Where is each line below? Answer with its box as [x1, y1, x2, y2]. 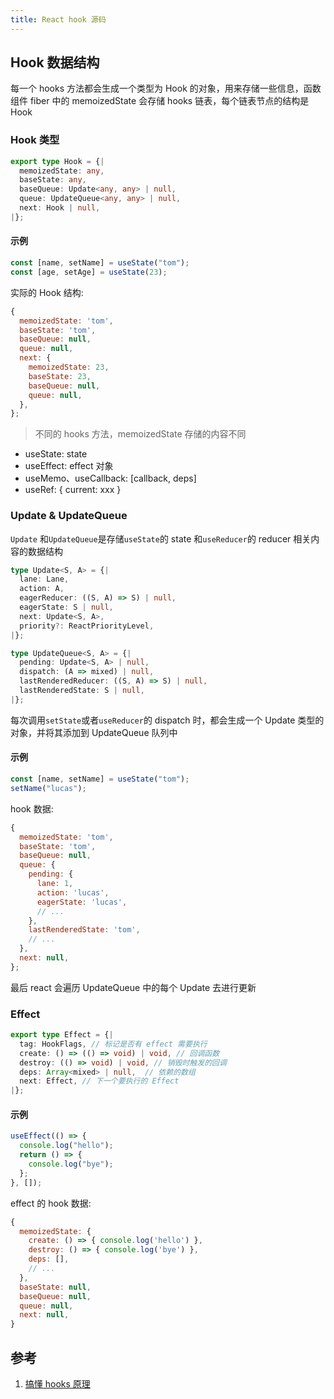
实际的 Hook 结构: [10, 286, 84, 298]
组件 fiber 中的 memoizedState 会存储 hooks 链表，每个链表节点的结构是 [10, 95, 310, 107]
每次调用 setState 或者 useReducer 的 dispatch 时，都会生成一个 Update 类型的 [10, 714, 325, 726]
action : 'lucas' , [36, 887, 110, 898]
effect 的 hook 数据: [10, 1197, 92, 1209]
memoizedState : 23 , [28, 362, 110, 373]
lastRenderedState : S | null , [19, 686, 145, 696]
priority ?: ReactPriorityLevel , [19, 621, 155, 631]
